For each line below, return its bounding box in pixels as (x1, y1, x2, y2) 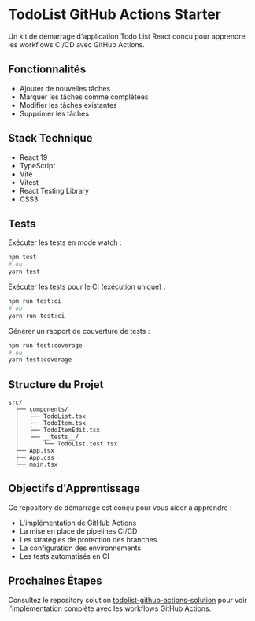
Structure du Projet (8, 378, 104, 391)
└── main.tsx (15, 460, 58, 469)
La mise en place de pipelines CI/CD (19, 526, 138, 536)
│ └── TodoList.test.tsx (15, 440, 118, 448)
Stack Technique (8, 131, 93, 145)
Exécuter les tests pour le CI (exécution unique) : (8, 282, 166, 291)
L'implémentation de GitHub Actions (19, 518, 137, 527)
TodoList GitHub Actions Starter (8, 6, 222, 24)
